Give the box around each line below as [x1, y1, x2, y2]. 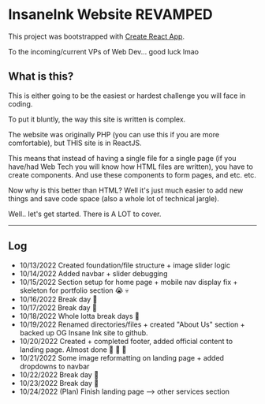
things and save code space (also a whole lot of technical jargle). [8, 193, 219, 203]
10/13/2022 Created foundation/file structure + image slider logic [19, 260, 231, 270]
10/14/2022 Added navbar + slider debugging [19, 268, 168, 278]
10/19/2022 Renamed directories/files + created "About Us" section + [19, 320, 246, 329]
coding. [8, 99, 33, 108]
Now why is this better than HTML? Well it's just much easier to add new [8, 185, 244, 195]
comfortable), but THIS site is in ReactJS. [8, 138, 142, 148]
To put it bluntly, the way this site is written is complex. [8, 114, 186, 124]
